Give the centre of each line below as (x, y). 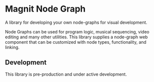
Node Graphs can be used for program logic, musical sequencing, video (77, 32)
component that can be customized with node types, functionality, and (76, 42)
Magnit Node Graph (45, 9)
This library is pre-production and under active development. (66, 74)
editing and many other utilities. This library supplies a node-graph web (77, 37)
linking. (12, 47)
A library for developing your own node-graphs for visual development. (76, 22)
